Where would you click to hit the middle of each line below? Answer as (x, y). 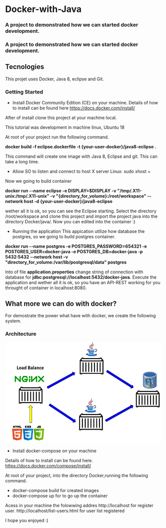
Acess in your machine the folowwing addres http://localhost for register (79, 505)
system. (13, 321)
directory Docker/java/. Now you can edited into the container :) (70, 222)
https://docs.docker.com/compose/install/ (48, 466)
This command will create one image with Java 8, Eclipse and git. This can (81, 156)
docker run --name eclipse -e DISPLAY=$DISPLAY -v (61, 191)
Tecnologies (25, 67)
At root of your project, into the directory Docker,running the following (77, 475)
